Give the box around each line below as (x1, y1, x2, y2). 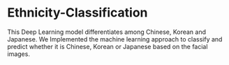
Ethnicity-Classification (7, 5, 148, 21)
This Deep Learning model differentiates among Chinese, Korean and (7, 28, 207, 36)
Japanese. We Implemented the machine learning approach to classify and (7, 35, 223, 43)
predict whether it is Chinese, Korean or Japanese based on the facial (7, 42, 208, 50)
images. (7, 50, 30, 58)
